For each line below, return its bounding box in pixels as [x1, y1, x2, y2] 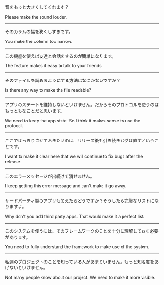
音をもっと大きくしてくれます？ [5, 4, 69, 10]
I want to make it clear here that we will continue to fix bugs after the [5, 153, 143, 159]
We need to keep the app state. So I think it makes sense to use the [5, 118, 141, 123]
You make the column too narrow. [5, 39, 73, 44]
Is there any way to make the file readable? [5, 87, 92, 93]
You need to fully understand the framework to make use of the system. [5, 244, 150, 250]
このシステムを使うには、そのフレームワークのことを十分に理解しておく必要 [5, 228, 159, 234]
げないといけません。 [5, 265, 48, 270]
